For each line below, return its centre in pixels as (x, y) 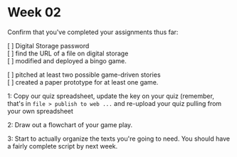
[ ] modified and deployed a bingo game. (67, 60)
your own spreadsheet (40, 111)
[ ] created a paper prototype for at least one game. (83, 82)
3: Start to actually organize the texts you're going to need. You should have (118, 139)
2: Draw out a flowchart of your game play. (70, 124)
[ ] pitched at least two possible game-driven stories (84, 75)
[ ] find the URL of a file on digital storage (68, 53)
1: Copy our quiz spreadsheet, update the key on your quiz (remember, (111, 96)
